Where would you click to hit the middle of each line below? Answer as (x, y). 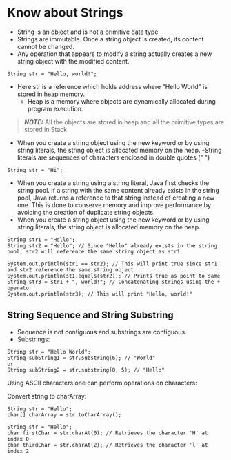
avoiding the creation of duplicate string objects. (86, 212)
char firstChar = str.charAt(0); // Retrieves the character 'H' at (108, 433)
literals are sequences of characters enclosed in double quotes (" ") (113, 157)
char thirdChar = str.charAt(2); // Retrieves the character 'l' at (108, 445)
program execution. (55, 108)
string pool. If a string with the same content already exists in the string (118, 190)
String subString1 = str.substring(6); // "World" (81, 358)
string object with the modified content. (73, 61)
